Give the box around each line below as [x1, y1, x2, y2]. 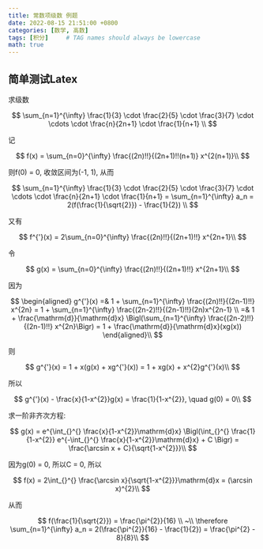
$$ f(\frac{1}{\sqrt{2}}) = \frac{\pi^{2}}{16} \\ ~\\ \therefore [37, 516, 228, 525]
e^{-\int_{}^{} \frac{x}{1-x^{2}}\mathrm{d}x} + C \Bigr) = [56, 434, 239, 444]
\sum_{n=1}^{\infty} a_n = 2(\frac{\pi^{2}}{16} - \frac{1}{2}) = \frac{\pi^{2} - [9, 524, 256, 534]
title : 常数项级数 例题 [8, 11, 78, 20]
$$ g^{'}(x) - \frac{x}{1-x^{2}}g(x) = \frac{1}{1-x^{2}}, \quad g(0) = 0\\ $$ [13, 394, 252, 403]
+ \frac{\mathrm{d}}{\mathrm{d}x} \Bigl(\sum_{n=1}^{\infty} [11, 313, 207, 323]
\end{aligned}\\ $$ [102, 330, 163, 339]
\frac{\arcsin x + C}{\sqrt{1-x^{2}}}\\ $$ [68, 443, 197, 452]
